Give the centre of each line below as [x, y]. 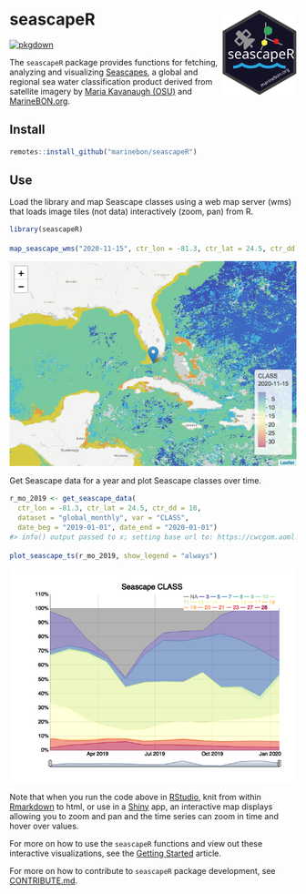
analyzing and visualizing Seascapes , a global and [104, 72]
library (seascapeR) [46, 229]
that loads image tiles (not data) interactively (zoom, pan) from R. [132, 212]
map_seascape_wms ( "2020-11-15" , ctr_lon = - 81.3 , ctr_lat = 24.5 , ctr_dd [153, 249]
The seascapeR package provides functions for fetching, [114, 62]
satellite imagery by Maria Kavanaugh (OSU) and [101, 91]
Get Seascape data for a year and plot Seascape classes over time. [136, 481]
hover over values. [44, 826]
